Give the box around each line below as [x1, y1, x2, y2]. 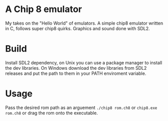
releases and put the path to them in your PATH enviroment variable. [5, 70, 146, 76]
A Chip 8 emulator [5, 4, 82, 15]
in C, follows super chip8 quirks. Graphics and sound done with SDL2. [5, 25, 150, 31]
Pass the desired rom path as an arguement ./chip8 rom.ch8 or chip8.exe [5, 104, 157, 110]
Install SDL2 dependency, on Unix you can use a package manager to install [5, 59, 162, 66]
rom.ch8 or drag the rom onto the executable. [5, 109, 98, 116]
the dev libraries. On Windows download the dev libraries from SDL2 [5, 65, 147, 71]
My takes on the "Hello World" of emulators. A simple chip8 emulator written [5, 20, 163, 26]
